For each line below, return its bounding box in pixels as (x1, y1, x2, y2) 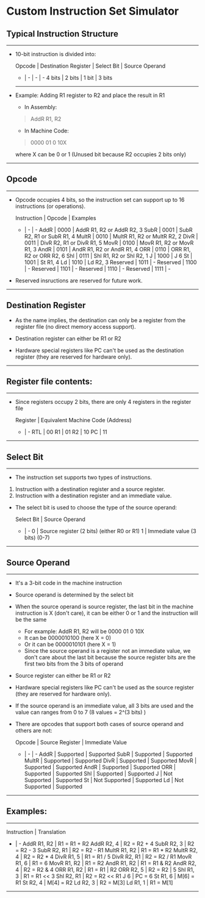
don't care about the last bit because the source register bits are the (24, 654, 196, 661)
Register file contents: (6, 376, 93, 387)
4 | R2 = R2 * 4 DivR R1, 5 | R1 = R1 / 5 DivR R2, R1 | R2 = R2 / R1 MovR (15, 853, 192, 860)
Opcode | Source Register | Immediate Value (15, 739, 127, 746)
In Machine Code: (24, 127, 69, 134)
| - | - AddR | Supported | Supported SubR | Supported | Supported (24, 750, 193, 758)
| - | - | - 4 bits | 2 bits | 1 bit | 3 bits (24, 74, 113, 81)
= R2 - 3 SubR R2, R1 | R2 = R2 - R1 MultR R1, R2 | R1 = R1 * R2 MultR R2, (15, 846, 198, 853)
